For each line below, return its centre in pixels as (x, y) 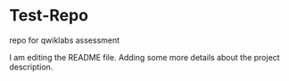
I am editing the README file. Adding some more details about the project (144, 57)
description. (31, 67)
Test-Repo (49, 16)
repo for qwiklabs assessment (65, 40)
